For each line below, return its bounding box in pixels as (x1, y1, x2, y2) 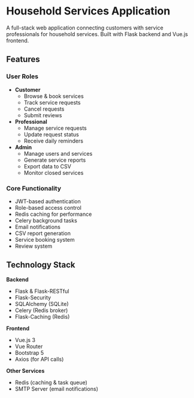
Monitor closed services (23, 169, 84, 176)
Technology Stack (6, 260, 75, 270)
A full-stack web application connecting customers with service (6, 24, 163, 31)
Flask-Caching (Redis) (14, 313, 70, 320)
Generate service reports (23, 156, 86, 164)
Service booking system (14, 236, 75, 243)
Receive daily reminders (23, 137, 84, 144)
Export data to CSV (23, 162, 72, 170)
